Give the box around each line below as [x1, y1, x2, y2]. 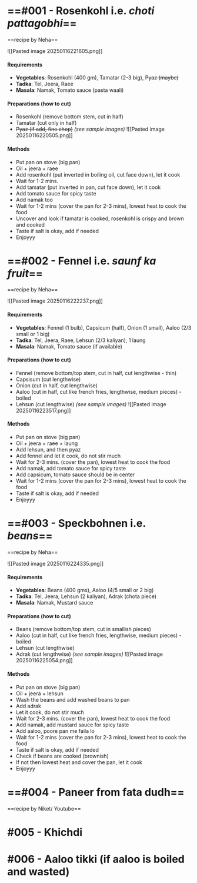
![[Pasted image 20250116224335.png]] [7, 560, 104, 567]
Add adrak [15, 702, 41, 709]
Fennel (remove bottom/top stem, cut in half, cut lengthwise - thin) [15, 369, 177, 376]
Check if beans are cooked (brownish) [15, 752, 109, 759]
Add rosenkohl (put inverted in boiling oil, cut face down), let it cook [15, 171, 181, 178]
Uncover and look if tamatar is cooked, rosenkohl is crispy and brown [15, 215, 185, 222]
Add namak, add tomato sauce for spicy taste [15, 465, 126, 472]
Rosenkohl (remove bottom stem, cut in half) [15, 113, 123, 120]
